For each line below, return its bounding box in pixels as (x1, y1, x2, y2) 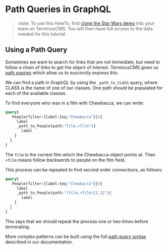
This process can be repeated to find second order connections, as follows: (5, 166, 163, 172)
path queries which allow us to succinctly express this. (5, 70, 119, 76)
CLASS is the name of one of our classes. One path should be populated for (5, 85, 163, 91)
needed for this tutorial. (17, 31, 67, 37)
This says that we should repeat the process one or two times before (5, 218, 148, 224)
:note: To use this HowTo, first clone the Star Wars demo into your (17, 20, 155, 26)
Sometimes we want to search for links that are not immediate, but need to (5, 59, 160, 65)
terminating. (5, 223, 30, 230)
